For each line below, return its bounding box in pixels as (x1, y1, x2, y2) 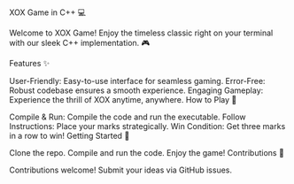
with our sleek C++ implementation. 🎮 (9, 38, 151, 48)
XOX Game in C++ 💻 (9, 7, 87, 18)
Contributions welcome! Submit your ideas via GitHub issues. (9, 165, 233, 175)
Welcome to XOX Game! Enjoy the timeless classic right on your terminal (9, 27, 274, 38)
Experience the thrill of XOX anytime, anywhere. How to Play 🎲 (9, 95, 237, 104)
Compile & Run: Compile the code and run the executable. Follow (9, 111, 246, 122)
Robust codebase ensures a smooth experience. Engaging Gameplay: (9, 85, 264, 96)
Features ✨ (9, 58, 50, 68)
